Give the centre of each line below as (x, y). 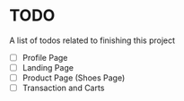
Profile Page (45, 57)
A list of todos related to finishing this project (92, 40)
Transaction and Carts (63, 88)
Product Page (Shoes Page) (74, 78)
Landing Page (48, 67)
